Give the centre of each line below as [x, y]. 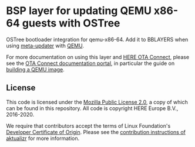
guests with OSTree [71, 23]
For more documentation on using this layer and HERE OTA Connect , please [98, 57]
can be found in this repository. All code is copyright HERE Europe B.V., [92, 108]
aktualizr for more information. [43, 138]
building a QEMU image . [35, 69]
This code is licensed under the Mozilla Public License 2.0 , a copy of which [97, 102]
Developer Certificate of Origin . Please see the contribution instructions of [96, 132]
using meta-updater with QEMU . [45, 46]
